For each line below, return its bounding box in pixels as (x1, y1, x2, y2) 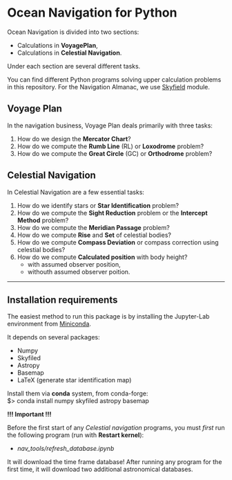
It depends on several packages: (7, 333, 100, 341)
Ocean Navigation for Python (7, 5, 177, 21)
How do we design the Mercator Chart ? (17, 134, 131, 143)
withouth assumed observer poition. (27, 267, 130, 276)
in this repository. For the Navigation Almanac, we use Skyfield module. (7, 82, 211, 91)
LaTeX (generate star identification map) (17, 376, 132, 384)
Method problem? (17, 216, 69, 224)
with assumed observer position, (27, 260, 121, 268)
